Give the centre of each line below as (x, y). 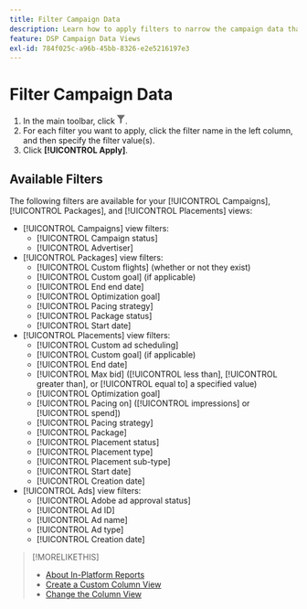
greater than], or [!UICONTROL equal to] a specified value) (147, 384)
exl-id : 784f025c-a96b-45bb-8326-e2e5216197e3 (100, 48)
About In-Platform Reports (95, 575)
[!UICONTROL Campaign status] (97, 238)
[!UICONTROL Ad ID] (76, 510)
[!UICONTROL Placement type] (95, 452)
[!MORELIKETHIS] (65, 557)
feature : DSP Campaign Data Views (75, 38)
